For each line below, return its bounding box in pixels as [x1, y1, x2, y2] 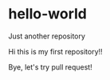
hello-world [8, 5, 88, 23]
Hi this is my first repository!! [8, 46, 103, 56]
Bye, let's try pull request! [8, 62, 93, 72]
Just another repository [8, 31, 86, 41]
